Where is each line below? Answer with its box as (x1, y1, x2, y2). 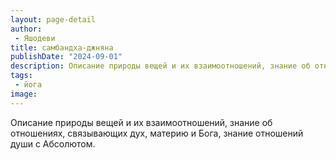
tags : (10, 71, 33, 81)
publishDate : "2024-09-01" (10, 52, 123, 62)
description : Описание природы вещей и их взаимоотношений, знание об (10, 61, 311, 71)
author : (10, 24, 43, 34)
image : (10, 89, 38, 99)
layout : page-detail (10, 14, 97, 25)
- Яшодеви (14, 33, 56, 43)
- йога (14, 80, 43, 90)
